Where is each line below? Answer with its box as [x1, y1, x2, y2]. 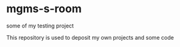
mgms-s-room [6, 2, 82, 16]
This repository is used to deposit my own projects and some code [6, 34, 174, 41]
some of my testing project [6, 22, 74, 29]
